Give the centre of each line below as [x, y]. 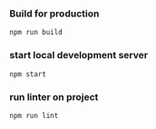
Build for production [54, 14]
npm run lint [34, 115]
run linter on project [54, 96]
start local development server [78, 55]
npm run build [36, 33]
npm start [28, 74]
